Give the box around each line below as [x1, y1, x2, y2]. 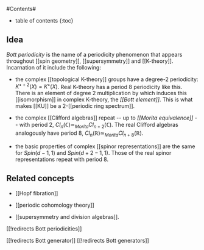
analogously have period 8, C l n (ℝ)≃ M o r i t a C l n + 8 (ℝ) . [15, 129, 144, 138]
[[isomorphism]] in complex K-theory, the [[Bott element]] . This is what [15, 96, 193, 103]
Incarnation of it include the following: [6, 63, 102, 71]
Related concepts [6, 173, 74, 184]
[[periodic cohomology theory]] [15, 201, 94, 209]
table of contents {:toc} [15, 17, 74, 24]
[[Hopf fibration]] [15, 189, 58, 197]
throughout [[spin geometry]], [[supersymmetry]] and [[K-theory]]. [6, 57, 174, 65]
